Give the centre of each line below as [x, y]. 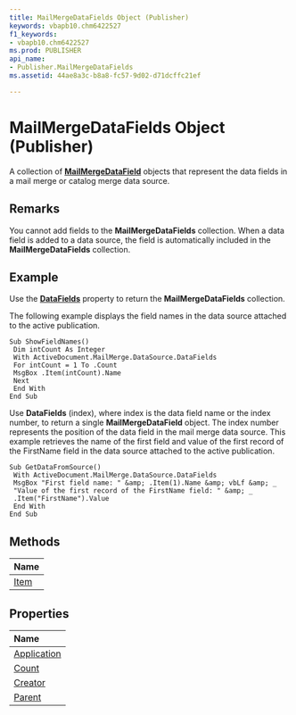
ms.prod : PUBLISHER [45, 51]
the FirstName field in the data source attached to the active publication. [142, 451]
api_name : [28, 59]
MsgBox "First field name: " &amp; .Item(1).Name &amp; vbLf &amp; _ [145, 483]
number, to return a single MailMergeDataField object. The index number [144, 423]
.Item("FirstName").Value [61, 499]
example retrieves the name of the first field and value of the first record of [147, 442]
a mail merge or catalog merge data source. [90, 180]
